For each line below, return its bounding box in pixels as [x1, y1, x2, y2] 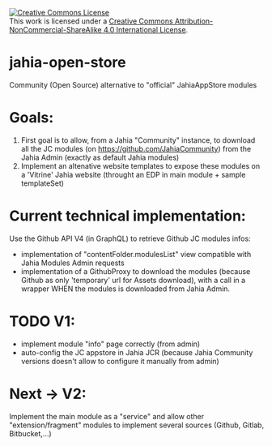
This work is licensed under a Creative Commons [9, 16, 173, 26]
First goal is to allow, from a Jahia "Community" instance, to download [20, 135, 256, 145]
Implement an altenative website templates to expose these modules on [20, 161, 261, 170]
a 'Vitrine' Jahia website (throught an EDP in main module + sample [20, 169, 246, 179]
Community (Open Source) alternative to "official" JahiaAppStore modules [9, 79, 257, 89]
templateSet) [20, 178, 64, 188]
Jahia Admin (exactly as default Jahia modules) [20, 152, 180, 162]
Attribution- [174, 16, 214, 26]
